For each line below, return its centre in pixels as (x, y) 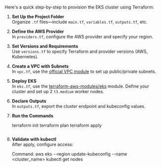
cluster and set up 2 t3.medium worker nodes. (58, 91)
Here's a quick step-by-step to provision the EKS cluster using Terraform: (79, 7)
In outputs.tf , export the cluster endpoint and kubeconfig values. (79, 106)
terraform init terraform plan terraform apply (57, 125)
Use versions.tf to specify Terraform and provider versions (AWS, (80, 51)
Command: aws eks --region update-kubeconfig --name (69, 154)
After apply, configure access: (42, 144)
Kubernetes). (25, 57)
